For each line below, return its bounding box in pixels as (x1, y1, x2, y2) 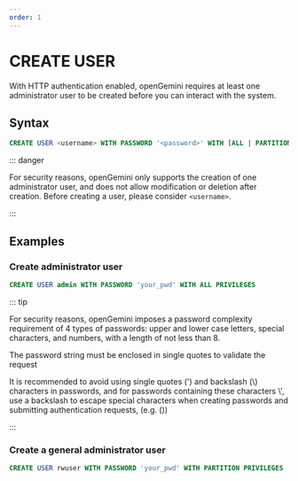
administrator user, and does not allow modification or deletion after (9, 182, 257, 192)
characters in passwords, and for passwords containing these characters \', (9, 385, 285, 396)
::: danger (9, 155, 44, 166)
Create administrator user (9, 260, 123, 273)
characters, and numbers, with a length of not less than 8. (9, 332, 221, 343)
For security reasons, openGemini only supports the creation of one (9, 172, 257, 182)
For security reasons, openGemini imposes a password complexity (9, 314, 253, 324)
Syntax (9, 115, 50, 130)
